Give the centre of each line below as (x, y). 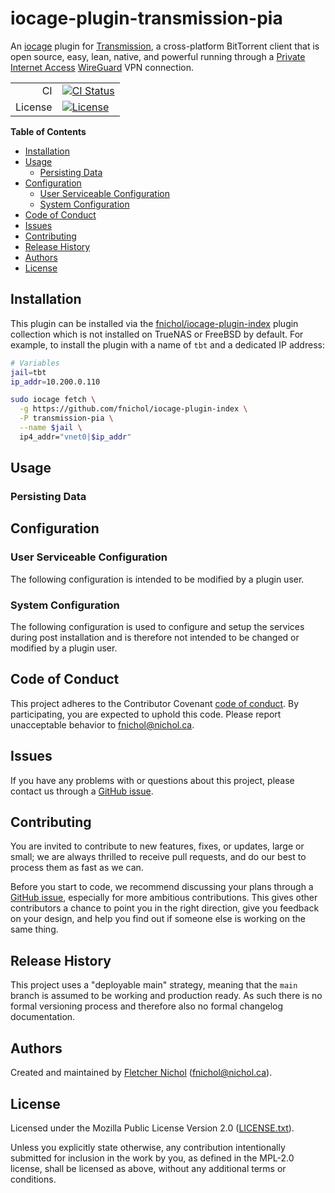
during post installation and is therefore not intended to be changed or (155, 638)
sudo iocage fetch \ (53, 400)
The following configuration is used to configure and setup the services (157, 627)
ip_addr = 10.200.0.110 (55, 382)
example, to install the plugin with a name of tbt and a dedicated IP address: (167, 344)
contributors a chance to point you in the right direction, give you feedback (165, 908)
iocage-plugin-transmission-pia (146, 18)
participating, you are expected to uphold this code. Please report (146, 714)
